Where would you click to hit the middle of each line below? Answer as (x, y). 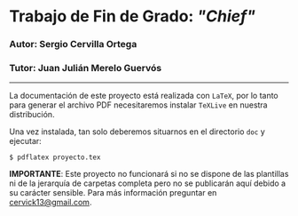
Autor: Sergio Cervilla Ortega (73, 44)
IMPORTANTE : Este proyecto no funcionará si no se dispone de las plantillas (149, 174)
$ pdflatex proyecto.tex (55, 157)
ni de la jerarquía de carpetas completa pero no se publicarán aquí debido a (148, 183)
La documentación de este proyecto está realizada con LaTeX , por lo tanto (144, 96)
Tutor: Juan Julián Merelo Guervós (86, 68)
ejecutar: (25, 141)
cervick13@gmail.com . (51, 203)
